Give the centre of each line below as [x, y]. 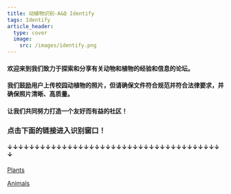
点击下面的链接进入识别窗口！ [57, 130]
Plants [16, 170]
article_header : [30, 26]
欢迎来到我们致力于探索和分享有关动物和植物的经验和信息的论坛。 [100, 68]
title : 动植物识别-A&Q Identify [51, 13]
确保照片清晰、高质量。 [40, 94]
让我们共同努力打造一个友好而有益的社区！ [67, 111]
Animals [19, 183]
